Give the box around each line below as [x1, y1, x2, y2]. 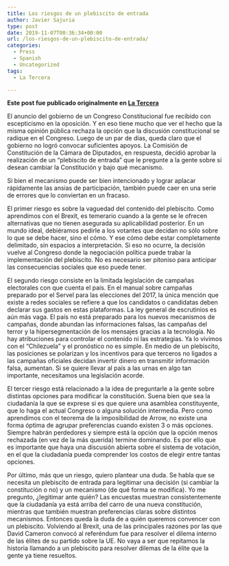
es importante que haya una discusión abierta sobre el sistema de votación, [7, 443, 221, 451]
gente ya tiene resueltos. [7, 552, 77, 560]
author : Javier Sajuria [7, 17, 75, 23]
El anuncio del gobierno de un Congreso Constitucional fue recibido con [7, 112, 211, 120]
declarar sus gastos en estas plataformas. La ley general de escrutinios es [7, 305, 217, 314]
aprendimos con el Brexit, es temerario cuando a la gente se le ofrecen [7, 212, 208, 220]
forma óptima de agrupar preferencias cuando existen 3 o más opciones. [7, 421, 214, 430]
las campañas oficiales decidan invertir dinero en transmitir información [7, 357, 210, 365]
